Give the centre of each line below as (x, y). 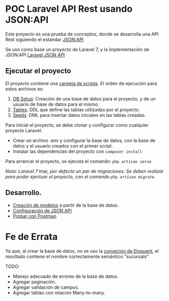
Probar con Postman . (35, 216)
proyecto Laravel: (24, 130)
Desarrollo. (24, 193)
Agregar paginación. (34, 282)
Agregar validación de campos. (46, 287)
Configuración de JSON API (42, 210)
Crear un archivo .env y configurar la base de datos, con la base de (84, 140)
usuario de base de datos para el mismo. (56, 104)
